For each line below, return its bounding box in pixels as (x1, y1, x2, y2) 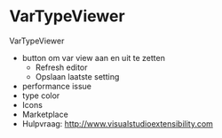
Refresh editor (35, 62, 88, 73)
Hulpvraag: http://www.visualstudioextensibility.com (21, 118, 213, 129)
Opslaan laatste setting (35, 71, 120, 81)
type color (21, 90, 60, 101)
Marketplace (21, 109, 68, 119)
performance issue (21, 80, 91, 91)
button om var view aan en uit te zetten (21, 52, 166, 63)
